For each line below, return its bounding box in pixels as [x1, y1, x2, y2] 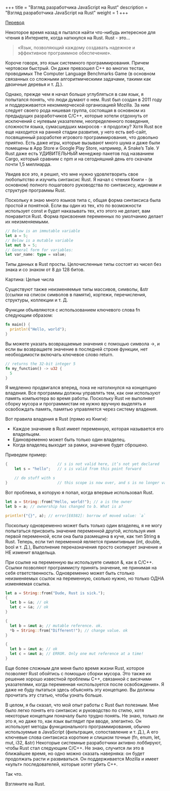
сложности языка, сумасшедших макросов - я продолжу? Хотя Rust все [5, 124, 163, 129]
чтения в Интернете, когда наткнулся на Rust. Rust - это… [5, 35, 131, 41]
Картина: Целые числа [5, 277, 54, 283]
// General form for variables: [5, 247, 73, 253]
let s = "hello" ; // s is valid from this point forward [14, 466, 142, 471]
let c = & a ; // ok [10, 605, 49, 610]
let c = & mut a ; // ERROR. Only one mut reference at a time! [10, 651, 144, 657]
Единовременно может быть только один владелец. [12, 436, 126, 443]
